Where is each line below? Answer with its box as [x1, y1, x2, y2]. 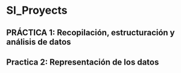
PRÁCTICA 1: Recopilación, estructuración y [6, 28, 175, 38]
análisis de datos [6, 36, 71, 47]
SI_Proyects [6, 4, 68, 17]
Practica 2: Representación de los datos [6, 57, 159, 67]
